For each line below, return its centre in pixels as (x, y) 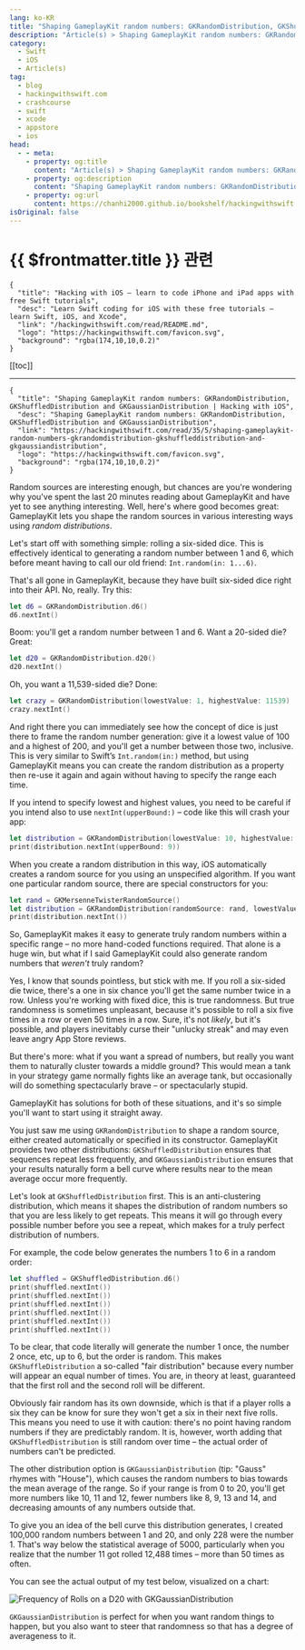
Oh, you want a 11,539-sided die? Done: (84, 685)
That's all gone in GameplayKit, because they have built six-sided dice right (151, 580)
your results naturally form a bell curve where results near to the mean (141, 1169)
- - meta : (36, 153)
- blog (30, 85)
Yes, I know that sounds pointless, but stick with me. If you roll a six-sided (148, 981)
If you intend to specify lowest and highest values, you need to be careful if (150, 802)
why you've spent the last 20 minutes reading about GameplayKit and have (150, 496)
